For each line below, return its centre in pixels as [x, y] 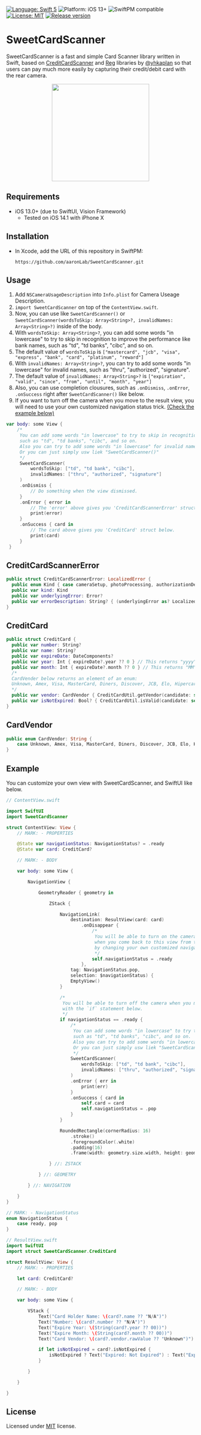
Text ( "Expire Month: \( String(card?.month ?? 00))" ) [105, 1333]
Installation [28, 237]
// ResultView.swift [32, 1240]
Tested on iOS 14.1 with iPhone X [64, 217]
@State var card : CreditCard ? [55, 850]
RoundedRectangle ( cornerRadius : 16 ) [105, 1131]
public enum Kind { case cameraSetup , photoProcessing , [83, 585]
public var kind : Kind [40, 591]
